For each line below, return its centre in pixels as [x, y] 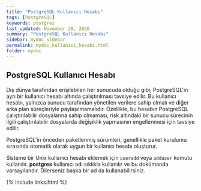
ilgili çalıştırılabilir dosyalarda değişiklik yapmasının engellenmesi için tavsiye [100, 121]
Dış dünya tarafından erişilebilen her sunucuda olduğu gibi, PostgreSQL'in [97, 89]
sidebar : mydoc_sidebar [36, 40]
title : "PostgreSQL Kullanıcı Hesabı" [55, 12]
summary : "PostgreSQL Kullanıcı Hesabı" [58, 34]
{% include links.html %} [37, 182]
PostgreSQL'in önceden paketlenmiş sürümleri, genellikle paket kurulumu [97, 139]
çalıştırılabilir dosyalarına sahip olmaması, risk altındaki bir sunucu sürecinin [100, 115]
